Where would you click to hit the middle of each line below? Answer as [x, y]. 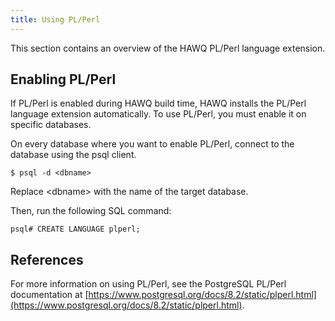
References [47, 259]
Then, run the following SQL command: [91, 211]
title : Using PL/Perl [55, 19]
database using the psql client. [73, 155]
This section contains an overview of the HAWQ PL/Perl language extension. [168, 48]
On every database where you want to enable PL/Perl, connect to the [152, 144]
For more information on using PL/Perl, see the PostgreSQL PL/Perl [148, 284]
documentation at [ [49, 295]
